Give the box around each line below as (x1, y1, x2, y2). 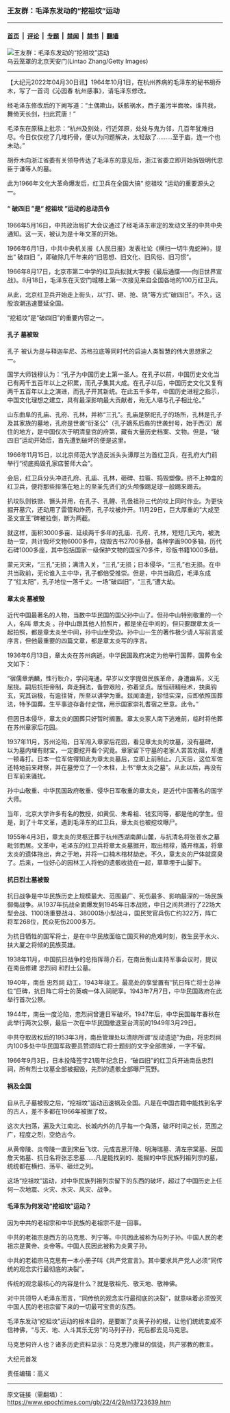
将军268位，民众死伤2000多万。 (7, 918, 99, 926)
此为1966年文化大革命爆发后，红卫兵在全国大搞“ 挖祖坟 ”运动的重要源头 (7, 179, 209, 187)
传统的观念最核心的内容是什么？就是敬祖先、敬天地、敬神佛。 (7, 1279, 181, 1288)
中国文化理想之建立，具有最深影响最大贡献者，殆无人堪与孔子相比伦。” (7, 395, 205, 404)
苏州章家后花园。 (12, 723, 62, 731)
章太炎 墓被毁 (7, 594, 45, 602)
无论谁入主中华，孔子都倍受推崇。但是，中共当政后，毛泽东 (36, 569, 205, 577)
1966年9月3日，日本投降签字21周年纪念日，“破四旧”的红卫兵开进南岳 (7, 1057, 202, 1065)
